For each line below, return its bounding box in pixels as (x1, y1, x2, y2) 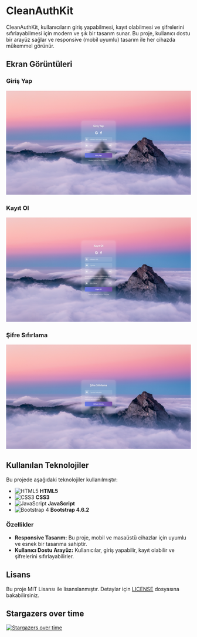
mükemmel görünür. (6, 42, 55, 49)
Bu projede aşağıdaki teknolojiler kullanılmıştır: (6, 476, 118, 483)
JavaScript (47, 499, 75, 507)
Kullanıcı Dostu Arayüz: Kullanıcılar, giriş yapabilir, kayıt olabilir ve (14, 547, 175, 554)
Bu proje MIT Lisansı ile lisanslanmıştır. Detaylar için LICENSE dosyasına (6, 585, 180, 592)
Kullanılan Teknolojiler (6, 460, 89, 471)
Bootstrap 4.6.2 (50, 506, 90, 513)
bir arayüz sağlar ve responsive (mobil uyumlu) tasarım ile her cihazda (6, 36, 176, 43)
